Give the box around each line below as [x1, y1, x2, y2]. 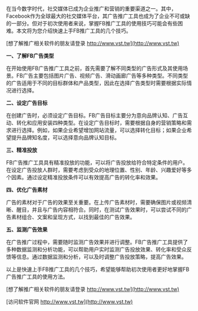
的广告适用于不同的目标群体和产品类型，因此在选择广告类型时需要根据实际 [6, 80, 187, 87]
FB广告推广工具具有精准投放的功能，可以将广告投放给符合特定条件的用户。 [6, 159, 189, 166]
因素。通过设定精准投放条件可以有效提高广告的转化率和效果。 [11, 174, 161, 181]
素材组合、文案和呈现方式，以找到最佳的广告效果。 [11, 214, 136, 220]
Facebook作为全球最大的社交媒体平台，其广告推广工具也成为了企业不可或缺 [6, 12, 190, 19]
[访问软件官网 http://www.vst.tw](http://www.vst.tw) [6, 298, 133, 305]
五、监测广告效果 [6, 226, 48, 233]
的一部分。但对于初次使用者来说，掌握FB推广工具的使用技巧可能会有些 [6, 20, 178, 27]
